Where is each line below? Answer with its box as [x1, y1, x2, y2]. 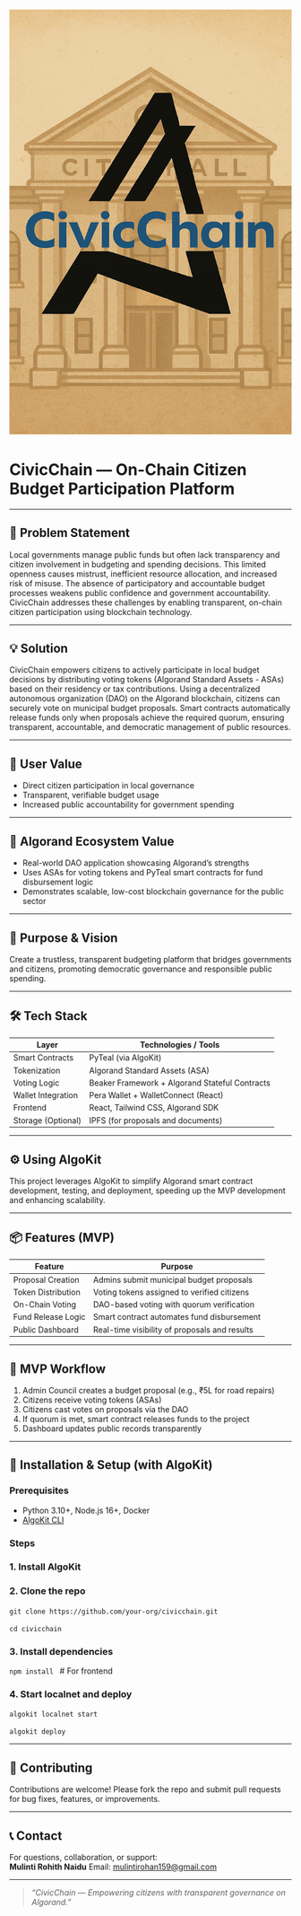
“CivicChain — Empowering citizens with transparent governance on [30, 1886, 287, 1898]
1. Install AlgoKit [9, 1560, 82, 1573]
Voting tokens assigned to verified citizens [92, 1287, 249, 1297]
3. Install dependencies [9, 1645, 114, 1657]
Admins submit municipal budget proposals [92, 1274, 254, 1285]
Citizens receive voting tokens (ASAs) [21, 1394, 162, 1405]
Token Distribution [13, 1287, 81, 1297]
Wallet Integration [13, 1090, 79, 1101]
